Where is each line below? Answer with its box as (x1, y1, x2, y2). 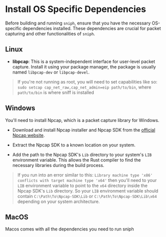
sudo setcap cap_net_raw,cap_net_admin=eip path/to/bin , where (17, 84, 152, 90)
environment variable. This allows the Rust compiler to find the (12, 156, 141, 163)
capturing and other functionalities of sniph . (5, 30, 96, 36)
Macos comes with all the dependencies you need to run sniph (5, 226, 134, 232)
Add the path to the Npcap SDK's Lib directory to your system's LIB (12, 151, 152, 157)
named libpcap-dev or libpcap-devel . (12, 69, 90, 75)
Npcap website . (12, 132, 45, 138)
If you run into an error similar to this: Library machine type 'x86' (17, 171, 153, 178)
